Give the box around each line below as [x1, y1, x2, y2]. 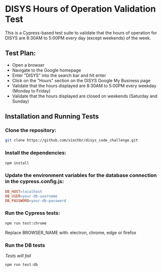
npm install [5, 161, 29, 165]
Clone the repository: [5, 127, 57, 134]
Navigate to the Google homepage [12, 67, 81, 73]
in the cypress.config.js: [5, 178, 64, 185]
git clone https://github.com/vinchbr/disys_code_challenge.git [5, 138, 138, 143]
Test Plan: [5, 49, 36, 57]
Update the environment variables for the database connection [5, 172, 157, 179]
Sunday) [12, 98, 29, 104]
